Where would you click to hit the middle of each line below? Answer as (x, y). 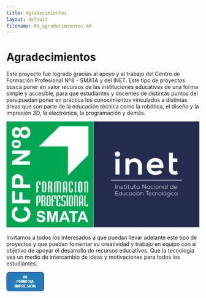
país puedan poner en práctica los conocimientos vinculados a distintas (97, 100)
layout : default (27, 19)
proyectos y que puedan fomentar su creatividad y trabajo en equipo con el (102, 244)
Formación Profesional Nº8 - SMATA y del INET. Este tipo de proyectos (96, 80)
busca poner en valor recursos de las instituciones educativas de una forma (102, 87)
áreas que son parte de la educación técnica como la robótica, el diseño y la (103, 107)
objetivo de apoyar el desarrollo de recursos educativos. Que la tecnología (101, 251)
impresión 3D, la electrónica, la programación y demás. (76, 113)
